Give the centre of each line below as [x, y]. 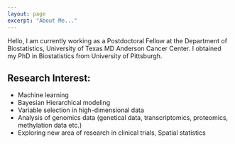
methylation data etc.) [50, 126]
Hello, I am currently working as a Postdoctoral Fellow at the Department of [117, 40]
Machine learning [43, 95]
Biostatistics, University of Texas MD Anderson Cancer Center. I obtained [114, 48]
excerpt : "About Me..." [43, 21]
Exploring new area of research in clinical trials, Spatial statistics [111, 133]
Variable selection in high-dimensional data [81, 110]
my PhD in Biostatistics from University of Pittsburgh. [85, 56]
